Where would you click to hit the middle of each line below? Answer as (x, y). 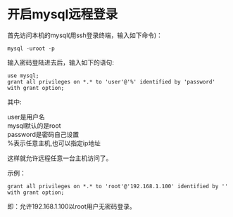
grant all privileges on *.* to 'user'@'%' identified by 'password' (112, 81)
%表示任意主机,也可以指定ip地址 (54, 143)
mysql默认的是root (34, 125)
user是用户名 (26, 117)
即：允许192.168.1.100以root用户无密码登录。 (71, 206)
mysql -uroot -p (31, 48)
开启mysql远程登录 (63, 14)
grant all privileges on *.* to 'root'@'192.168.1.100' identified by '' (118, 186)
